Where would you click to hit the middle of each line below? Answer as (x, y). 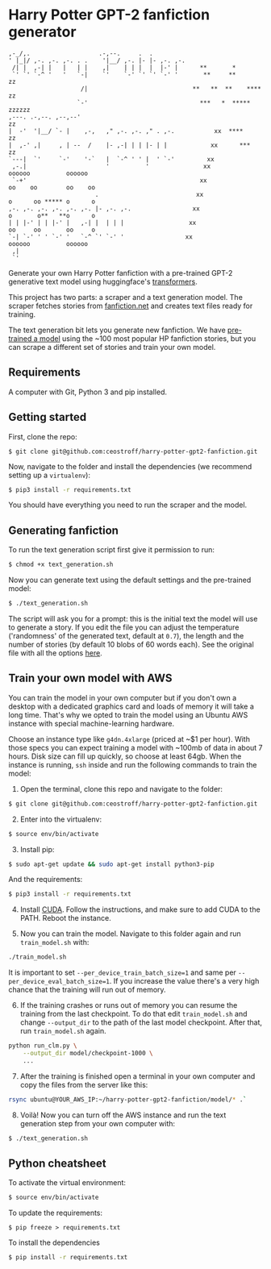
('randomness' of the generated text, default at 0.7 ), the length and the (126, 636)
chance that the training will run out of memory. (88, 990)
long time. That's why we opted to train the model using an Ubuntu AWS (128, 714)
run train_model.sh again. (63, 1031)
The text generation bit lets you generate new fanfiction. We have (117, 330)
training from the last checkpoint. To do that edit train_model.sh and (133, 1014)
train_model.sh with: (54, 942)
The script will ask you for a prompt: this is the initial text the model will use (133, 619)
